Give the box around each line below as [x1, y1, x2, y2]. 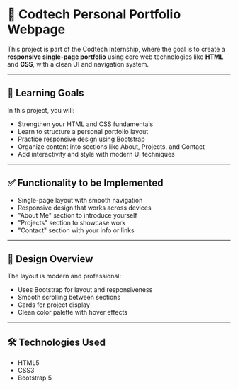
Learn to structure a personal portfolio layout [17, 127, 149, 135]
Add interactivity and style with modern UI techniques [17, 150, 175, 158]
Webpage [7, 21, 66, 38]
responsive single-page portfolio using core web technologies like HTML [7, 52, 224, 61]
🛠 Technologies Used [7, 336, 106, 348]
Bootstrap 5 [17, 373, 52, 382]
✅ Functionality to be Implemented [7, 177, 164, 189]
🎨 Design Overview [7, 253, 93, 265]
